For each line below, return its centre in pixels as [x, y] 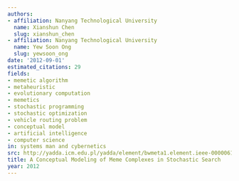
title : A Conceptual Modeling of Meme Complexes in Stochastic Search [114, 160]
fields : [19, 73]
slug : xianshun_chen [44, 34]
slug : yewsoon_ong [41, 54]
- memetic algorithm [38, 80]
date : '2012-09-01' [36, 61]
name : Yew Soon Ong [43, 47]
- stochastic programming [46, 107]
